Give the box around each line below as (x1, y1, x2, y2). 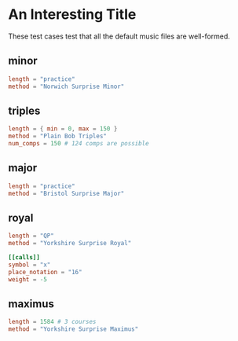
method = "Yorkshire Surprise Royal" (8, 240, 132, 247)
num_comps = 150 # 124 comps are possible (8, 140, 149, 148)
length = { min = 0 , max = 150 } (8, 125, 118, 133)
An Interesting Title (8, 5, 137, 24)
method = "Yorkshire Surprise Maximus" (8, 325, 139, 333)
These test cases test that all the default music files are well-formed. (8, 31, 230, 41)
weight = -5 (8, 275, 47, 284)
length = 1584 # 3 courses (8, 318, 97, 326)
